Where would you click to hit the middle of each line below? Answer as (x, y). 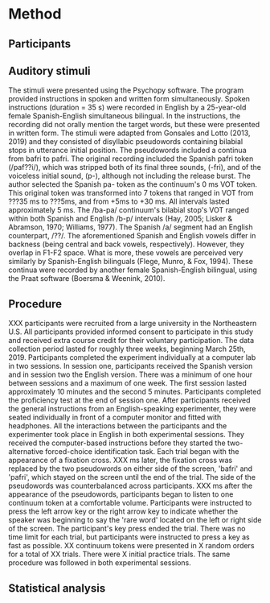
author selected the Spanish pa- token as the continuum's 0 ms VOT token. (133, 184)
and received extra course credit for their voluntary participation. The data (131, 341)
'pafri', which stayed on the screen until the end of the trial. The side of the (132, 477)
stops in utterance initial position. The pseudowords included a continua (127, 151)
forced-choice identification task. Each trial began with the (142, 452)
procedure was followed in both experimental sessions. (100, 563)
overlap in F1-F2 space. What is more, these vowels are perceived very (126, 253)
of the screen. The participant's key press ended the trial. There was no (127, 529)
